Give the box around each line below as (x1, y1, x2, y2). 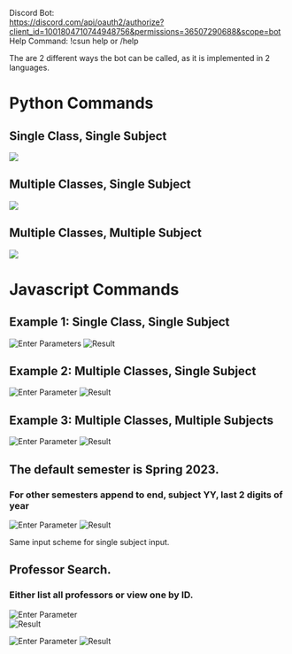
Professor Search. (9, 562, 112, 578)
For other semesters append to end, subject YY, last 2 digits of (9, 489, 283, 501)
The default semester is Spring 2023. (9, 462, 219, 477)
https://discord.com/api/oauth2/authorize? (9, 17, 165, 27)
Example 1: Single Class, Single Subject (9, 314, 230, 330)
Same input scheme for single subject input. (9, 536, 170, 547)
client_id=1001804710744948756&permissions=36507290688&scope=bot (9, 27, 281, 36)
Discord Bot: (9, 8, 55, 18)
